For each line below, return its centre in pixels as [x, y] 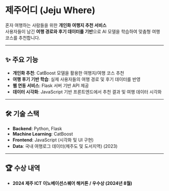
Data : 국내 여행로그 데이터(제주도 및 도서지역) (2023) [65, 146]
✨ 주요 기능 [22, 60]
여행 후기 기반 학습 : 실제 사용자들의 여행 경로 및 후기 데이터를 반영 [76, 79]
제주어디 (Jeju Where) [50, 10]
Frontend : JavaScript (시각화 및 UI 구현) [53, 140]
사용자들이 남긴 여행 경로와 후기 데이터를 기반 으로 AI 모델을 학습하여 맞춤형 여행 [83, 31]
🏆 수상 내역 [23, 168]
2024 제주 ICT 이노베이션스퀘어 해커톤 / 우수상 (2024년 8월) [72, 183]
